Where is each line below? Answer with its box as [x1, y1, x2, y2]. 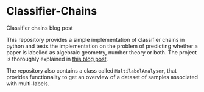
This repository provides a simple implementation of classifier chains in [6, 36, 185, 43]
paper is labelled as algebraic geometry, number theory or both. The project [6, 48, 197, 56]
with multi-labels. [6, 80, 50, 87]
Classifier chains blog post [6, 24, 73, 31]
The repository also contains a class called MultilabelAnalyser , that [6, 67, 177, 74]
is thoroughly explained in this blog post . [6, 55, 108, 62]
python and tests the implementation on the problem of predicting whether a [6, 42, 198, 50]
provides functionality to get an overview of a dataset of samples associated [6, 73, 199, 80]
